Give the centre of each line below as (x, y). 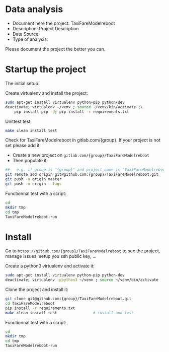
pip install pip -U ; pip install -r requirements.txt (72, 112)
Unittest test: (18, 121)
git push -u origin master (33, 179)
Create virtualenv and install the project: (47, 93)
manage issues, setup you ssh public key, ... (51, 256)
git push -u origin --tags (33, 184)
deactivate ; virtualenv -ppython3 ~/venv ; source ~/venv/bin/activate (82, 280)
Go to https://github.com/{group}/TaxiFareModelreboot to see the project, (83, 251)
